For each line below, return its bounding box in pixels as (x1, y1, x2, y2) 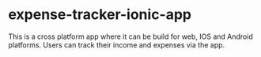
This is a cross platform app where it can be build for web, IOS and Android (8, 32, 253, 41)
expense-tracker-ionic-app (8, 6, 192, 24)
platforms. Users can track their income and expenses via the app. (8, 40, 225, 49)
